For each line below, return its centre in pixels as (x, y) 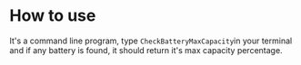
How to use (53, 16)
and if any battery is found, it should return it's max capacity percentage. (146, 50)
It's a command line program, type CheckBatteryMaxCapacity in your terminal (151, 41)
